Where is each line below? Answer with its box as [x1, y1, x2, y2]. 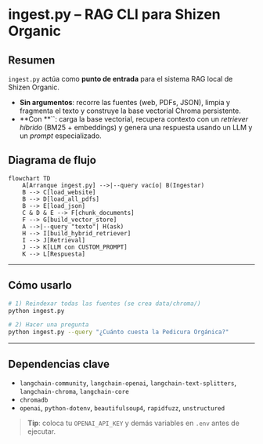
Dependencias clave [8, 357, 110, 370]
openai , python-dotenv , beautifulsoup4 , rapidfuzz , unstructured [19, 402, 225, 413]
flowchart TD [8, 174, 51, 182]
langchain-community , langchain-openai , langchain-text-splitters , [19, 378, 237, 388]
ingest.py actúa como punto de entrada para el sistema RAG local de [8, 75, 233, 83]
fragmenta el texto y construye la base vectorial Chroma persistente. [19, 106, 241, 115]
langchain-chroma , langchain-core [19, 386, 129, 395]
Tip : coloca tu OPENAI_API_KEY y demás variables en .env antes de [27, 418, 240, 428]
